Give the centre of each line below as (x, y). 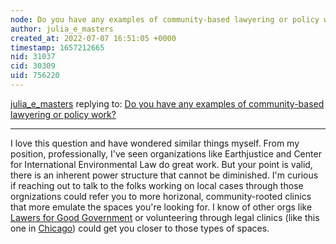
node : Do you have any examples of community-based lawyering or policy (165, 19)
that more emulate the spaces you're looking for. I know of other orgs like (161, 207)
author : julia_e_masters (62, 29)
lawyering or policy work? (63, 114)
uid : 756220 (35, 76)
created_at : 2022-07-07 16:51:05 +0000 (93, 38)
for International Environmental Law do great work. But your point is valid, (161, 164)
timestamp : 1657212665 (57, 47)
